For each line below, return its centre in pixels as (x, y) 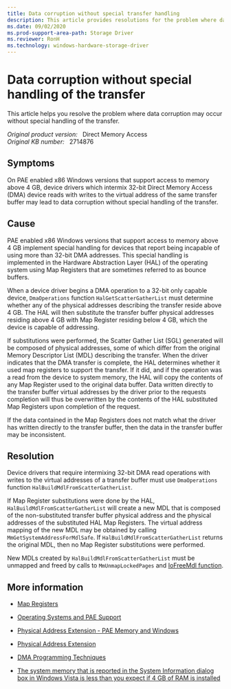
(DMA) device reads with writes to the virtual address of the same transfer (112, 195)
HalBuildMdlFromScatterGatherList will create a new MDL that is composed (114, 508)
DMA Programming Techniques (62, 657)
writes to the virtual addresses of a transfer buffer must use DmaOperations (112, 480)
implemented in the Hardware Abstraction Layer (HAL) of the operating (108, 262)
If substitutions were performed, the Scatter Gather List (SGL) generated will (115, 340)
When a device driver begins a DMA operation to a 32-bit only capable (107, 290)
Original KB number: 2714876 (51, 142)
